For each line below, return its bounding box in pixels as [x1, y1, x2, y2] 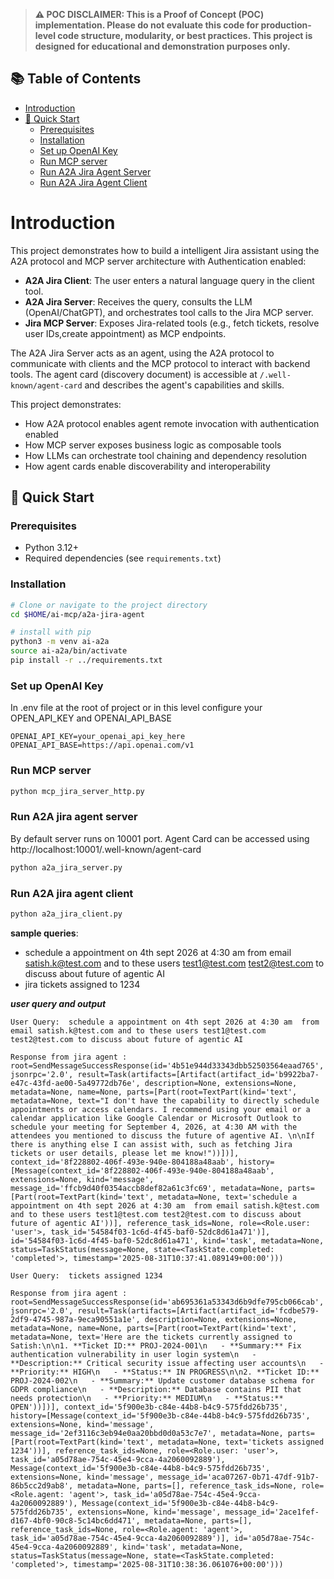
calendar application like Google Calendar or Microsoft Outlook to [10, 1113, 302, 1123]
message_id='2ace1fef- [224, 1507, 320, 1517]
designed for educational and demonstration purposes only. [34, 40, 291, 52]
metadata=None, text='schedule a [158, 1192, 298, 1202]
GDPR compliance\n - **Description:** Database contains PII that [10, 1384, 302, 1394]
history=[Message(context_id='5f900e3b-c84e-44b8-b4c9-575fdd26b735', [10, 1410, 311, 1421]
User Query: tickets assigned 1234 [10, 1270, 163, 1281]
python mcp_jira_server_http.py [10, 786, 145, 796]
